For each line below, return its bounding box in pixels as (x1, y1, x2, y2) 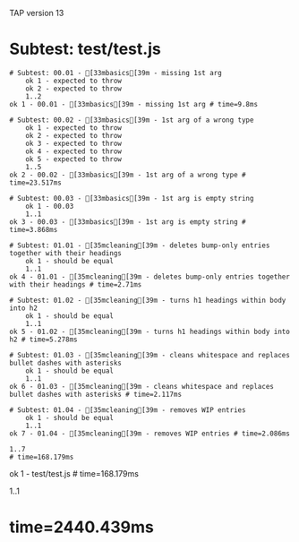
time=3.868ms (9, 225, 58, 234)
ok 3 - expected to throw (25, 139, 123, 148)
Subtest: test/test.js (9, 39, 161, 59)
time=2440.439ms (9, 517, 154, 538)
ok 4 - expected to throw (25, 147, 123, 156)
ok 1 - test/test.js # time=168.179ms (9, 468, 139, 478)
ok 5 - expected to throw (25, 154, 123, 164)
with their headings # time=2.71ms (9, 280, 142, 289)
